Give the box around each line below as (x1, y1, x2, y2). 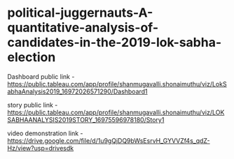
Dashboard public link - (7, 72, 75, 81)
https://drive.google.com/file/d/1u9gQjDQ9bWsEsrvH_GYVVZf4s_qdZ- (7, 136, 210, 144)
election (7, 50, 56, 66)
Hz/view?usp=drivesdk (7, 144, 74, 152)
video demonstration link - (7, 129, 83, 137)
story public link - (7, 100, 58, 109)
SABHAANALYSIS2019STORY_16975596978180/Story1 (7, 115, 165, 123)
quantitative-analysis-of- (7, 20, 159, 36)
